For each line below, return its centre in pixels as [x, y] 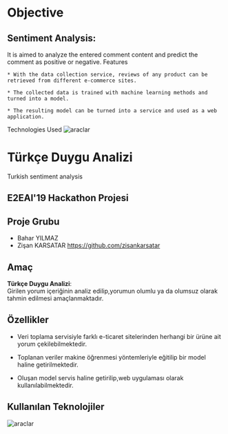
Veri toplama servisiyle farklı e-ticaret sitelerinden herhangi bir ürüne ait [119, 336]
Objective [35, 13]
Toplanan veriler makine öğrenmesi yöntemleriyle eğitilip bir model [112, 357]
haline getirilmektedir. [48, 364]
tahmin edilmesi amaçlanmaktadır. [55, 298]
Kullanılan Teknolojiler [56, 407]
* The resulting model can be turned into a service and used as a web [112, 111]
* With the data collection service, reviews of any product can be [107, 74]
